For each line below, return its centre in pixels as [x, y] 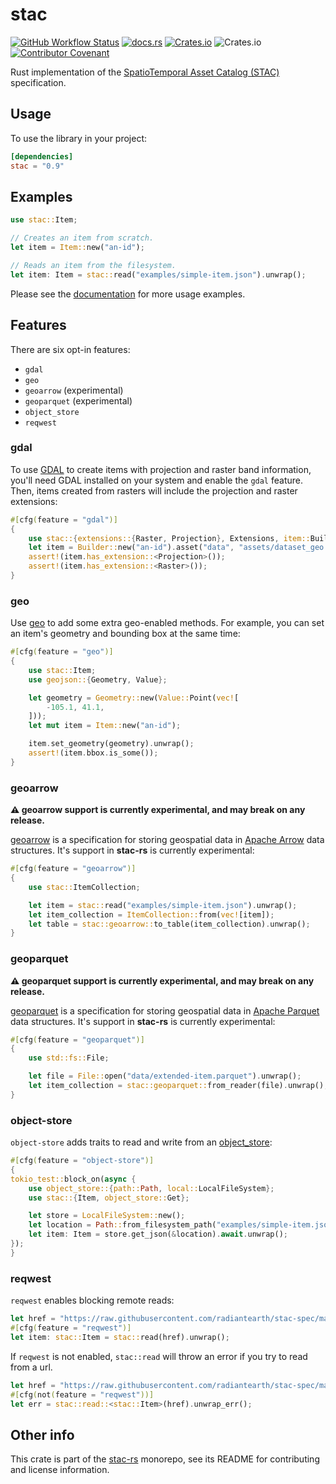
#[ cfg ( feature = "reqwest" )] [71, 1328]
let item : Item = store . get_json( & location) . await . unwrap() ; [158, 1234]
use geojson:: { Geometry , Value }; [98, 679]
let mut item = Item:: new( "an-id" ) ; [105, 726]
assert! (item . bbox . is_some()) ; [93, 753]
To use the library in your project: [79, 138]
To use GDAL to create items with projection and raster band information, [161, 469]
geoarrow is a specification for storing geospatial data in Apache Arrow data [167, 840]
